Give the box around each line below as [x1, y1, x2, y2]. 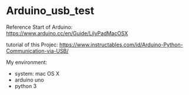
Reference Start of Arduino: [6, 23, 73, 30]
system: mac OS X [14, 70, 60, 77]
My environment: [6, 59, 48, 66]
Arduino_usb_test [6, 4, 94, 18]
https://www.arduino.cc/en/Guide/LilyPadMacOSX [6, 29, 128, 36]
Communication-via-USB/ [6, 47, 69, 54]
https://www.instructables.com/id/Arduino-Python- [59, 41, 184, 48]
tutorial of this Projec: [6, 41, 58, 48]
